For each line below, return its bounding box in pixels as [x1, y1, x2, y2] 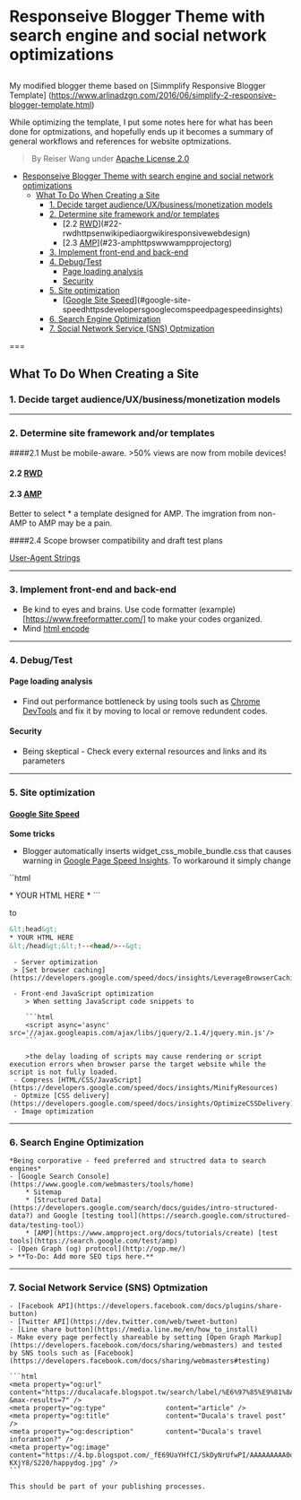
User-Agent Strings [9, 553, 81, 563]
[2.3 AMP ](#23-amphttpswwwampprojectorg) [62, 237, 233, 248]
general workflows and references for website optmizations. [9, 135, 232, 146]
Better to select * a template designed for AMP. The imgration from [9, 509, 257, 519]
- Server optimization [13, 957, 99, 966]
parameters [21, 755, 65, 766]
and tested [241, 1341, 282, 1350]
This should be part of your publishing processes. [9, 1482, 206, 1491]
